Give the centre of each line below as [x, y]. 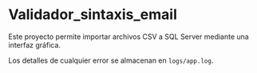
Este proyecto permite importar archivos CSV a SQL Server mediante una [128, 36]
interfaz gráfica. [35, 44]
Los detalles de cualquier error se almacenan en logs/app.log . [111, 60]
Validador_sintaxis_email [93, 15]
